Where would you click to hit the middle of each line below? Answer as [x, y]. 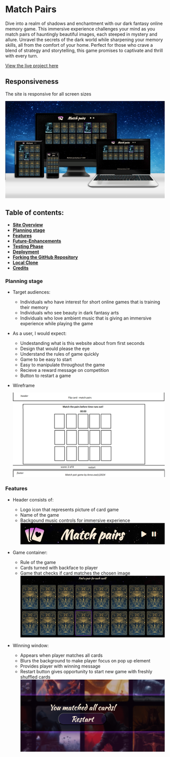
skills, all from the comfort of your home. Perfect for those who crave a [79, 45]
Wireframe [24, 386]
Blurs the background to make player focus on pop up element [85, 661]
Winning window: [31, 646]
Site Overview [28, 225]
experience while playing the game [57, 324]
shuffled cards [35, 677]
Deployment [26, 252]
